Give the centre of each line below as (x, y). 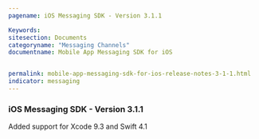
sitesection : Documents (48, 38)
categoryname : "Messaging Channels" (69, 45)
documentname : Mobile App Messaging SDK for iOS (90, 53)
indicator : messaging (44, 81)
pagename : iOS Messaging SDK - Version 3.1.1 (85, 16)
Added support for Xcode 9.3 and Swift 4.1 (78, 127)
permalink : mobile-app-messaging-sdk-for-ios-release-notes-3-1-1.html (129, 74)
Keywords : (25, 30)
